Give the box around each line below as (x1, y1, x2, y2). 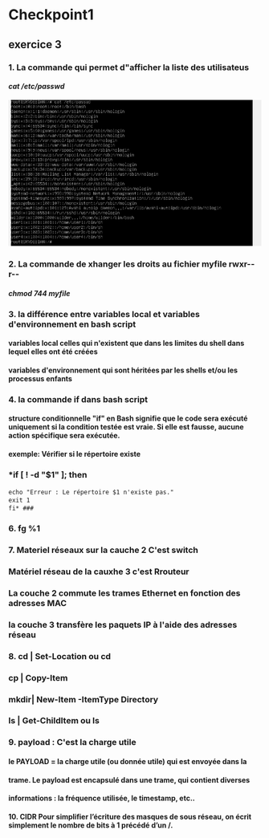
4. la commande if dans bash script (8, 393, 149, 405)
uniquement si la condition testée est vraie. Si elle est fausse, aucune (8, 422, 244, 432)
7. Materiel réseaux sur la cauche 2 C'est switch (8, 544, 198, 555)
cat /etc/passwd (8, 82, 65, 92)
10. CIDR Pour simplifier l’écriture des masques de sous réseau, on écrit (8, 812, 251, 821)
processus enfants (8, 373, 72, 383)
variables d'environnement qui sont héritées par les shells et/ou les (8, 365, 238, 375)
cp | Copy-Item (8, 672, 68, 683)
